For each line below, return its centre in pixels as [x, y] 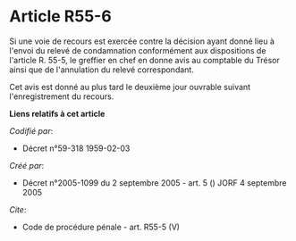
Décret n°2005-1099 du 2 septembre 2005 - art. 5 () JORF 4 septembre [154, 183]
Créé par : [27, 165]
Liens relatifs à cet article [57, 113]
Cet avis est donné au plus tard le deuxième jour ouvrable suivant [130, 87]
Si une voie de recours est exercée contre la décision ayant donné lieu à [142, 41]
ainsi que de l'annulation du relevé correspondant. [101, 70]
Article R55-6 [60, 17]
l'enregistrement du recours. [62, 96]
